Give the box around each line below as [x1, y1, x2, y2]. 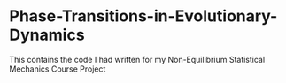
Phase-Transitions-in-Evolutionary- [9, 6, 278, 26]
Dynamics [9, 25, 86, 45]
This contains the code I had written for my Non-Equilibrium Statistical [9, 54, 266, 64]
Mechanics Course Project [9, 64, 106, 74]
